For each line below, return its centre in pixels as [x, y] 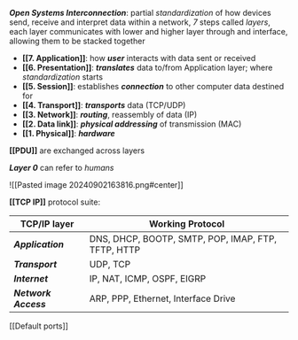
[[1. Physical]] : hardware [68, 133]
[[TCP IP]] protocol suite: [55, 202]
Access [30, 304]
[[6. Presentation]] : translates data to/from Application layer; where [147, 67]
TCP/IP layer [47, 224]
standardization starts [63, 77]
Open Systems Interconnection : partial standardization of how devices [141, 13]
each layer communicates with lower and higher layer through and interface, [149, 31]
